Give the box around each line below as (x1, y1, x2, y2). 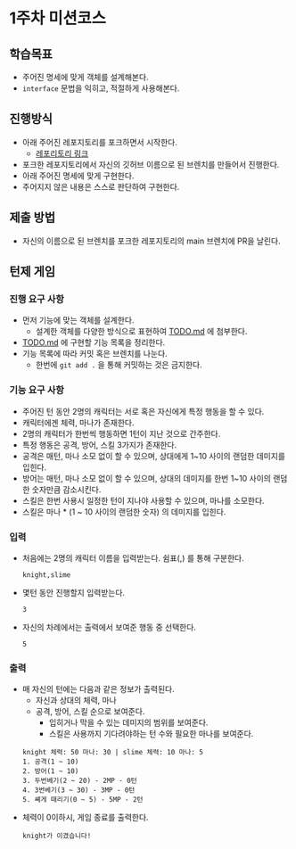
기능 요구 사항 (9, 384, 65, 397)
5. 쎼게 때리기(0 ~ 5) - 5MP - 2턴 (21, 795, 144, 804)
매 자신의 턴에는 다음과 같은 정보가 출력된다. (21, 684, 176, 695)
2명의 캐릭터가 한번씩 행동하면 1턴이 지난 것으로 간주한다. (21, 428, 221, 439)
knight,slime (21, 570, 71, 580)
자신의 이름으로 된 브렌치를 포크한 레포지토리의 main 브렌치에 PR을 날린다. (21, 235, 281, 246)
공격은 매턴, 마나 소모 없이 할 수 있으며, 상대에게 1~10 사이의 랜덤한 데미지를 (21, 450, 285, 461)
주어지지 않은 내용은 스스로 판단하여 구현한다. (21, 181, 180, 192)
